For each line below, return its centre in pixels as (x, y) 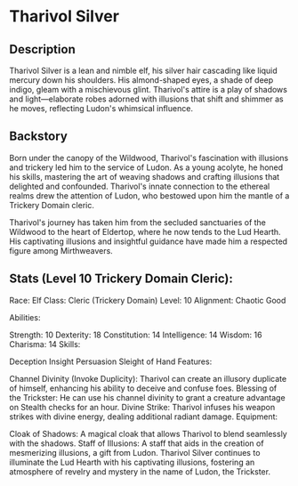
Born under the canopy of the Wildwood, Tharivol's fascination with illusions (149, 158)
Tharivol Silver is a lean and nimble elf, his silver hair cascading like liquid (143, 70)
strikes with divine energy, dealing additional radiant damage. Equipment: (144, 417)
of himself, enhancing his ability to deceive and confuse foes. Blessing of (143, 388)
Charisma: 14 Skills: (45, 344)
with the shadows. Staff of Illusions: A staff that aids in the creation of (137, 443)
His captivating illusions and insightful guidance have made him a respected (148, 241)
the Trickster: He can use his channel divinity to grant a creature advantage (148, 397)
